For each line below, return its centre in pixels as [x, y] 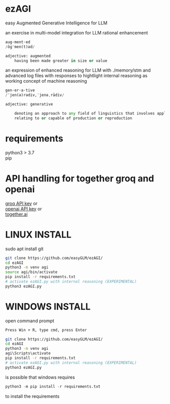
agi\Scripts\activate [28, 353]
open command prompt [30, 321]
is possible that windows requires [40, 377]
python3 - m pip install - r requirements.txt [53, 386]
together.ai [16, 214]
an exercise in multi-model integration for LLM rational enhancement [77, 32]
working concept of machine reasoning [46, 81]
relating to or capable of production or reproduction [73, 118]
